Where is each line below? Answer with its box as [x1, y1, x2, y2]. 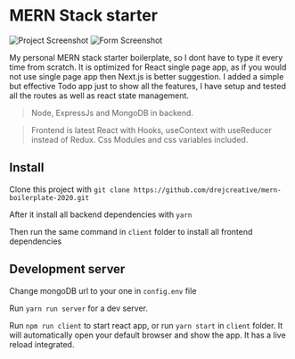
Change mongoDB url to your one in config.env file [9, 285, 197, 296]
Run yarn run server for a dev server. [9, 303, 149, 313]
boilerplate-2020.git [9, 193, 90, 202]
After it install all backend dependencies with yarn [9, 209, 193, 220]
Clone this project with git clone [9, 184, 131, 195]
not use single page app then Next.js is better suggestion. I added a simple [9, 71, 284, 81]
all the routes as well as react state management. [9, 90, 190, 101]
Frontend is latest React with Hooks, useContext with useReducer [30, 124, 272, 135]
